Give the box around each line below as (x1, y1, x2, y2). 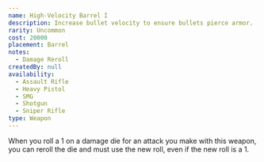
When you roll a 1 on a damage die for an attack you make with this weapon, (8, 136, 257, 145)
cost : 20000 (8, 33, 48, 42)
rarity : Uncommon (8, 26, 66, 34)
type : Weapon (8, 115, 52, 122)
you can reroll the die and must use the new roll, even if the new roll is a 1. (8, 144, 250, 154)
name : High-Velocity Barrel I (8, 11, 109, 20)
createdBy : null (8, 63, 62, 71)
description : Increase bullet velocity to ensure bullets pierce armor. (8, 19, 254, 27)
